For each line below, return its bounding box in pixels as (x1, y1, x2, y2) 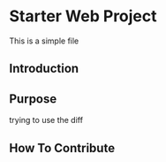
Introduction (9, 61, 79, 76)
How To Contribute (9, 140, 116, 156)
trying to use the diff (9, 115, 84, 126)
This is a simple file (9, 35, 79, 46)
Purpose (9, 91, 57, 106)
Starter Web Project (9, 6, 157, 27)
